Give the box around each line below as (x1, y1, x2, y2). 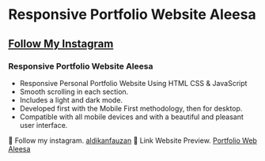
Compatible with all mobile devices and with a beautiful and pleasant (19, 112, 244, 122)
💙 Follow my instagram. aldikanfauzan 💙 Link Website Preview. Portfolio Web (8, 136, 257, 145)
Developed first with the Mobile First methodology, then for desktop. (19, 103, 243, 113)
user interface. (19, 120, 68, 129)
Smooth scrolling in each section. (19, 87, 129, 96)
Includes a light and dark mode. (19, 95, 123, 104)
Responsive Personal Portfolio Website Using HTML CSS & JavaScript (19, 78, 248, 88)
